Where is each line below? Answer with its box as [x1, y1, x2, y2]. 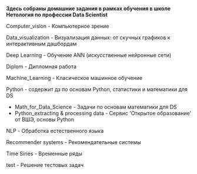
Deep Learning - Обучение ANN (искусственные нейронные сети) [6, 52, 172, 58]
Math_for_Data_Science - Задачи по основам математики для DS [14, 103, 178, 111]
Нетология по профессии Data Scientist [6, 11, 108, 18]
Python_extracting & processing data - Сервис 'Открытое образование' [14, 110, 192, 116]
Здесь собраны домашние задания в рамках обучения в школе [6, 5, 171, 12]
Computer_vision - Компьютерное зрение [6, 23, 109, 29]
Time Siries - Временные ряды [6, 150, 82, 157]
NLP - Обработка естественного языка [6, 128, 104, 134]
